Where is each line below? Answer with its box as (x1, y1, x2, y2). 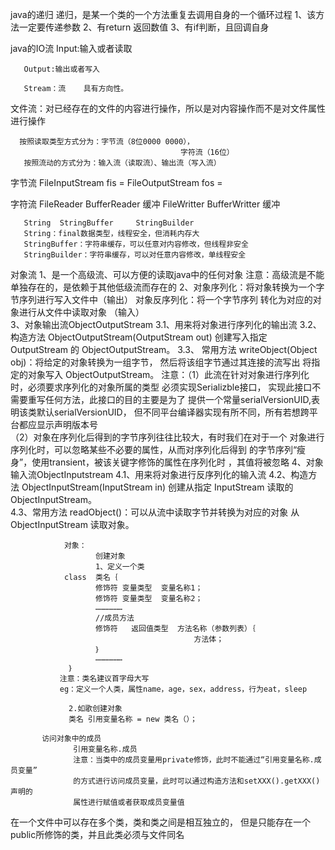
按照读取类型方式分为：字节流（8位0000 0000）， (19, 137, 195, 147)
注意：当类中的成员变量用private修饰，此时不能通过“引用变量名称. (73, 755, 315, 765)
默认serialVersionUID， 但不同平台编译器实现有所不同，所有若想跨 (36, 406, 310, 418)
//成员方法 (95, 613, 135, 623)
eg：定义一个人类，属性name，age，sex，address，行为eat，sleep (59, 684, 308, 694)
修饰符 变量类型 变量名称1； (95, 583, 203, 593)
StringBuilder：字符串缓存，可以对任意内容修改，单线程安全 (23, 250, 247, 260)
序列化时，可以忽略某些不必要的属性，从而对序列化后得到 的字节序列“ (10, 444, 298, 455)
